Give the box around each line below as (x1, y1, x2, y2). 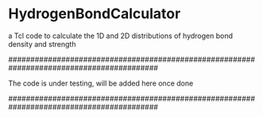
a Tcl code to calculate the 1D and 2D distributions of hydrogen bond (8, 31, 233, 40)
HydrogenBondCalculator (8, 5, 181, 23)
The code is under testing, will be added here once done (8, 78, 194, 88)
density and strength (8, 39, 76, 48)
